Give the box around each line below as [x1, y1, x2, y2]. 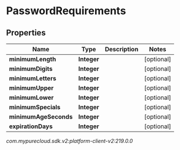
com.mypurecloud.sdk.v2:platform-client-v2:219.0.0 [6, 138, 133, 144]
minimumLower [9, 93, 54, 102]
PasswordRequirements [6, 4, 126, 18]
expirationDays [9, 122, 53, 131]
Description [104, 45, 139, 53]
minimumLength [9, 55, 56, 63]
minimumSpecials [9, 103, 61, 111]
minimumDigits [9, 65, 53, 73]
